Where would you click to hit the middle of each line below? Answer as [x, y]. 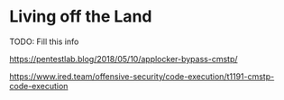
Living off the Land [81, 17]
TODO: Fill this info [44, 41]
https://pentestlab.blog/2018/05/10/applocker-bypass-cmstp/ [124, 59]
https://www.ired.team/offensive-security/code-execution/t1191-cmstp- [142, 76]
